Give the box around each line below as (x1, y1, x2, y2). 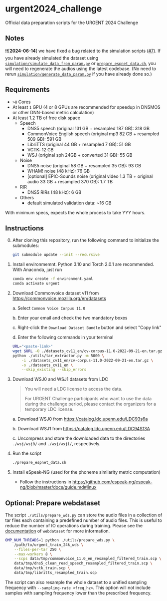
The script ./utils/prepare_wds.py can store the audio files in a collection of (5, 512, 163, 518)
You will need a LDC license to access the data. (24, 386, 123, 392)
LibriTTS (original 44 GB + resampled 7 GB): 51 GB (27, 141, 131, 147)
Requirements (5, 86, 50, 94)
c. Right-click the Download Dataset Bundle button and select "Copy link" (12, 325, 162, 331)
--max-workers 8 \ (14, 551, 52, 556)
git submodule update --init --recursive (12, 252, 100, 257)
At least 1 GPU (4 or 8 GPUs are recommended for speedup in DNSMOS (12, 104, 161, 110)
